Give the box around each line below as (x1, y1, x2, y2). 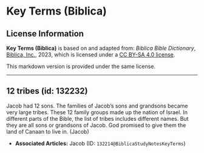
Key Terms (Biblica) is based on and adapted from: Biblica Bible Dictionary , (6, 44, 196, 52)
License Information (6, 29, 84, 39)
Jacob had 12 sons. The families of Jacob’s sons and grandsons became (6, 102, 188, 109)
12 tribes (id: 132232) (6, 86, 88, 97)
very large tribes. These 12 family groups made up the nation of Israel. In (6, 108, 188, 116)
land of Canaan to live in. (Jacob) (6, 127, 89, 135)
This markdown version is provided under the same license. (6, 63, 156, 70)
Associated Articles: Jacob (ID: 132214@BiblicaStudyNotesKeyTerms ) (15, 140, 186, 147)
